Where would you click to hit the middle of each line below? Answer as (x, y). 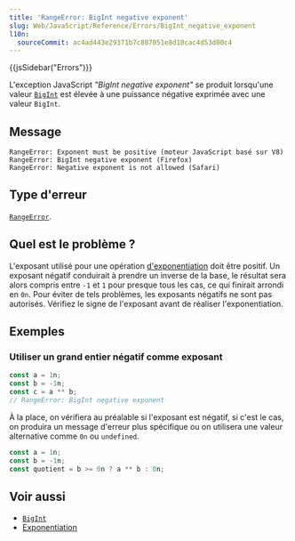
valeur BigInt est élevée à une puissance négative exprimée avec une (137, 94)
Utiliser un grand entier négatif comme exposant (116, 357)
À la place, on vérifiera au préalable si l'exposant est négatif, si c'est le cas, (147, 417)
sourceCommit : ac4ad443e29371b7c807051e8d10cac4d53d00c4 (125, 42)
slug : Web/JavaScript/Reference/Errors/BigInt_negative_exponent (132, 26)
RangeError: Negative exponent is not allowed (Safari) (115, 168)
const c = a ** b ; (43, 392)
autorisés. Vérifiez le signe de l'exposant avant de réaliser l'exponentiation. (147, 303)
